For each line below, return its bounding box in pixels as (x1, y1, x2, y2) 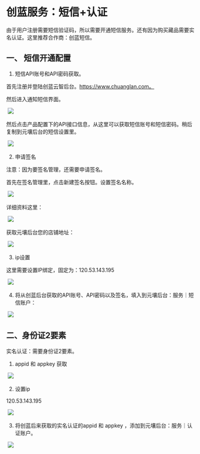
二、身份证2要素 (6, 330, 67, 341)
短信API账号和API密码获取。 (14, 70, 85, 77)
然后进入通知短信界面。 (6, 95, 64, 102)
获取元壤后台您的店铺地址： (6, 228, 75, 236)
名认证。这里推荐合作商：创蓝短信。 (6, 33, 96, 41)
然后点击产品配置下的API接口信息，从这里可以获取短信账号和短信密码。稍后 (6, 120, 193, 127)
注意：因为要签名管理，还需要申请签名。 (6, 166, 106, 173)
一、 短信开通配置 (6, 53, 71, 63)
